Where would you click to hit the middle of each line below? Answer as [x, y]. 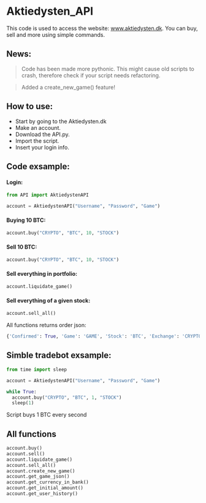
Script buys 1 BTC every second [47, 415]
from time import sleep [37, 369]
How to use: [30, 106]
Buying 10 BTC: [26, 220]
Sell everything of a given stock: [48, 300]
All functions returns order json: [47, 325]
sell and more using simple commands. [56, 34]
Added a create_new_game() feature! [68, 87]
